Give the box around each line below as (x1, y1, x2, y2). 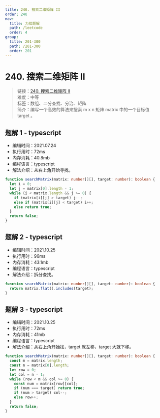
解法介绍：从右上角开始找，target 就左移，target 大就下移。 (12, 344, 134, 350)
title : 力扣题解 (9, 21, 40, 26)
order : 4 (9, 30, 28, 35)
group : (5, 35, 19, 40)
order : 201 (9, 48, 32, 53)
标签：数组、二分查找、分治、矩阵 (17, 100, 87, 106)
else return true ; (14, 205, 52, 209)
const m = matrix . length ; (9, 358, 63, 363)
